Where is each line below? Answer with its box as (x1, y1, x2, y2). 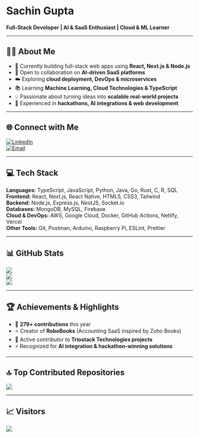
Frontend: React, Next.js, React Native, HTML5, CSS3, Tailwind (6, 193, 161, 200)
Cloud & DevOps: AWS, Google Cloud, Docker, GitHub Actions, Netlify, (6, 212, 179, 219)
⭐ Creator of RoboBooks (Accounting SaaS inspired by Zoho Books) (14, 327, 182, 334)
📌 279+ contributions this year (14, 321, 91, 327)
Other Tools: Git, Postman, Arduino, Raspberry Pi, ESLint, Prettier (6, 225, 166, 232)
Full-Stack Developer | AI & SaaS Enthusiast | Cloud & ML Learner (6, 24, 170, 31)
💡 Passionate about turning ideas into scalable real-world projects (14, 93, 179, 100)
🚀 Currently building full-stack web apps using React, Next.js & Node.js (14, 62, 191, 70)
